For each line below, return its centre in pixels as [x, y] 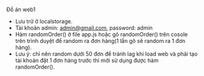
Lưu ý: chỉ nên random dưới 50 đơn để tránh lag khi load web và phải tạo [106, 54]
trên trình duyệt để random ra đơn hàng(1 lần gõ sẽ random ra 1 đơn [100, 41]
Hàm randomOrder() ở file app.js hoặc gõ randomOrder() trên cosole [101, 34]
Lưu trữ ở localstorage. [44, 21]
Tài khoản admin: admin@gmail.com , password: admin [84, 28]
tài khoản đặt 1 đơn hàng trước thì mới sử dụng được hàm [87, 60]
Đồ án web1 [21, 9]
